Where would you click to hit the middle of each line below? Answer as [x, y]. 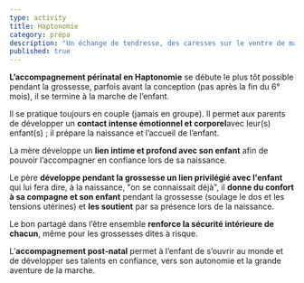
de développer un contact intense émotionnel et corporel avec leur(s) [140, 124]
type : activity [38, 18]
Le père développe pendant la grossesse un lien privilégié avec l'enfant [146, 178]
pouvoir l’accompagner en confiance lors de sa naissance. [119, 160]
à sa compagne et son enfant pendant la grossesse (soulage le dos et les [147, 197]
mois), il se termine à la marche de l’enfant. [90, 97]
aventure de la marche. [52, 270]
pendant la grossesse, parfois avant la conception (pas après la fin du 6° [145, 87]
